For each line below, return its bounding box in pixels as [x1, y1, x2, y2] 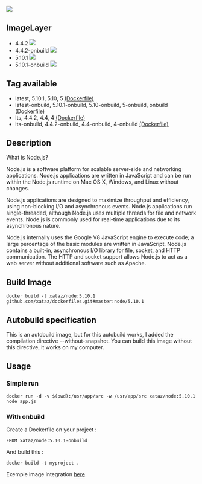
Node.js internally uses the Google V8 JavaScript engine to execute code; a [6, 234, 194, 241]
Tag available [6, 79, 57, 89]
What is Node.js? [6, 154, 48, 161]
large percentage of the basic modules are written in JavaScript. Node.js [6, 240, 187, 248]
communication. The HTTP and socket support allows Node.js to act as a [6, 253, 188, 260]
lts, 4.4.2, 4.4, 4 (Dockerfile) [14, 114, 86, 121]
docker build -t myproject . [6, 460, 80, 466]
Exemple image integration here [6, 471, 86, 478]
